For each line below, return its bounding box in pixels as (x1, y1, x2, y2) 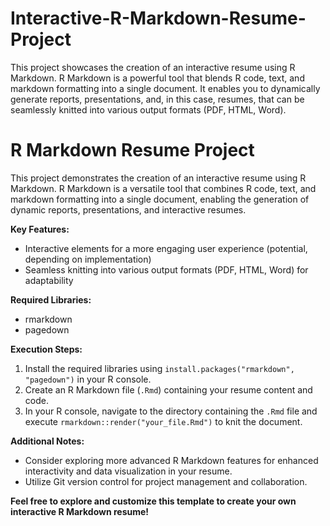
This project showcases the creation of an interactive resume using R (10, 61, 296, 73)
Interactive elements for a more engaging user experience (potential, (24, 242, 308, 254)
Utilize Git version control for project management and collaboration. (24, 475, 308, 487)
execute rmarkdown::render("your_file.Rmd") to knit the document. (24, 415, 303, 427)
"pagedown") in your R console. (24, 373, 152, 385)
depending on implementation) (24, 253, 152, 265)
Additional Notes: (10, 435, 85, 447)
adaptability (24, 274, 74, 286)
